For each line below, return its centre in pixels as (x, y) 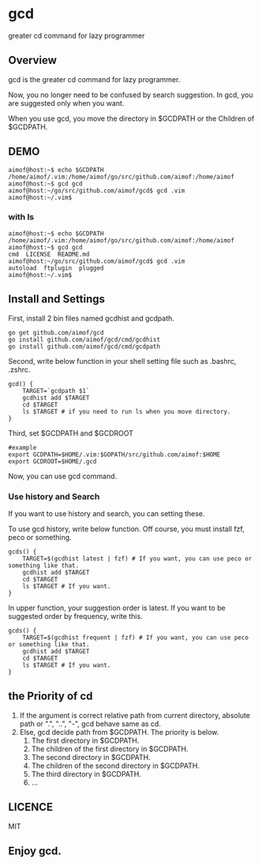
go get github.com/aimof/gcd (56, 332)
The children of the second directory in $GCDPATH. (115, 766)
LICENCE (31, 807)
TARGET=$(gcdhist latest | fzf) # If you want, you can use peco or (137, 558)
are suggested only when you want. (66, 103)
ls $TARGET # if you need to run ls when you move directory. (127, 411)
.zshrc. (19, 369)
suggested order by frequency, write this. (76, 616)
